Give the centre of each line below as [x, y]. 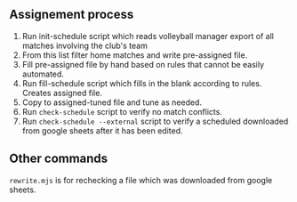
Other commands [59, 159]
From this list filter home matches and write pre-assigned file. [135, 55]
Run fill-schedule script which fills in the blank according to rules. [142, 83]
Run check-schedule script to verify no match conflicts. [122, 111]
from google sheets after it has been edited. [103, 130]
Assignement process [72, 15]
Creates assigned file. [62, 93]
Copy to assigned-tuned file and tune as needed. [112, 102]
